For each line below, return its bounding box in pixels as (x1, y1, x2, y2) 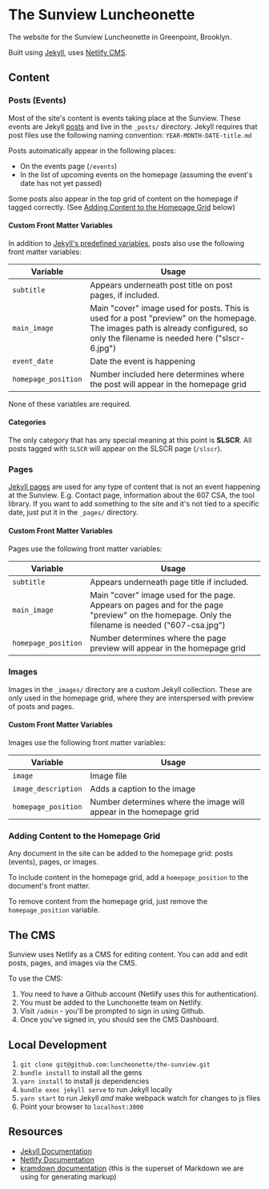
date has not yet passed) (19, 178, 102, 187)
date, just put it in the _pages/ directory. (8, 507, 139, 518)
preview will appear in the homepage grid (90, 643, 246, 654)
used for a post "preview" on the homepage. (90, 312, 257, 324)
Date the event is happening (90, 355, 196, 366)
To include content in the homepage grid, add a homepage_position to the (8, 873, 249, 882)
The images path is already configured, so (90, 322, 248, 333)
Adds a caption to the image (90, 784, 196, 795)
